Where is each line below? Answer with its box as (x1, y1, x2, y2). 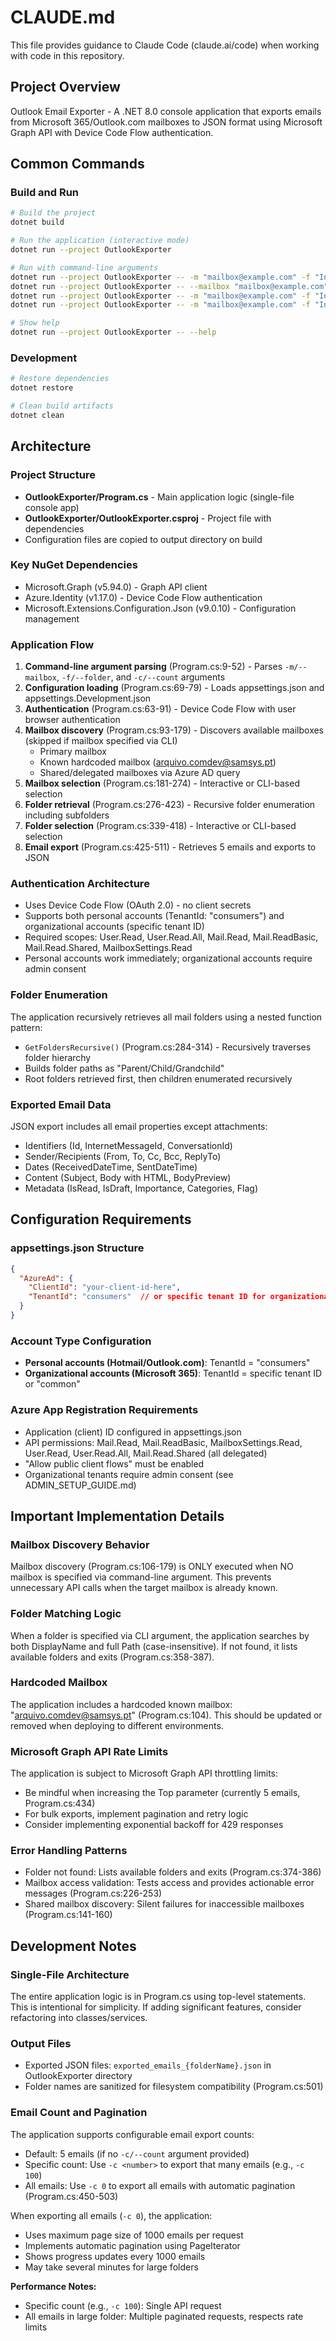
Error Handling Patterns (10, 1844, 128, 1858)
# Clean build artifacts (10, 401, 114, 411)
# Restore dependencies (10, 374, 110, 384)
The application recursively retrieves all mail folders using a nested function (10, 1011, 323, 1023)
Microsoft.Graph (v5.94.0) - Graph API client (24, 581, 208, 593)
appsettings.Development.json (24, 692, 152, 705)
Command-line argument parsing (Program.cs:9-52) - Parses (24, 661, 283, 673)
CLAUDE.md (10, 6, 116, 29)
